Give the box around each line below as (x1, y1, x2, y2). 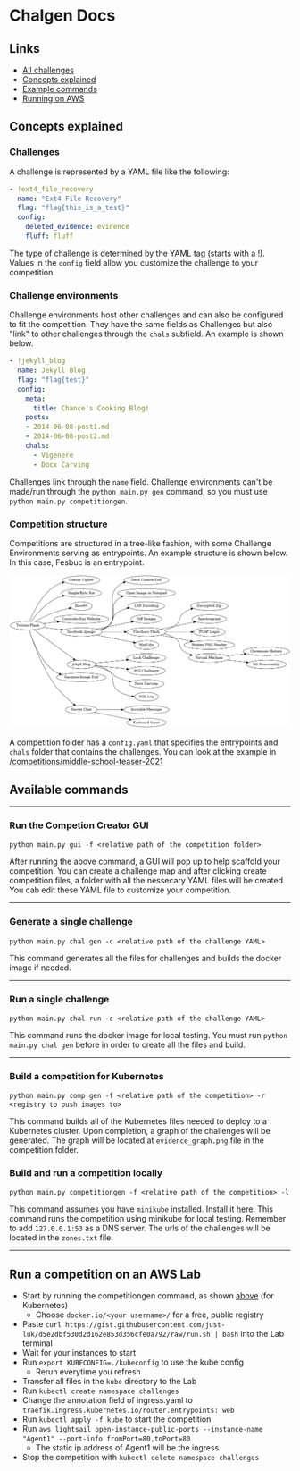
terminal (21, 1338, 54, 1348)
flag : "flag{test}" (17, 375, 90, 385)
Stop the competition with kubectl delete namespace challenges (21, 1452, 260, 1463)
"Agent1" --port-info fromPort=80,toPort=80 (21, 1434, 191, 1444)
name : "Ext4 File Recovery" (17, 194, 122, 203)
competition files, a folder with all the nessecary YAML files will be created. (9, 875, 286, 886)
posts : (25, 413, 50, 422)
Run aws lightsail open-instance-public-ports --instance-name (21, 1424, 263, 1434)
